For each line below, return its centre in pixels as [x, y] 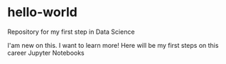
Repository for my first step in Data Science [71, 32]
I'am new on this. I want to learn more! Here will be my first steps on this [113, 45]
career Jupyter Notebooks [46, 53]
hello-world [43, 12]
